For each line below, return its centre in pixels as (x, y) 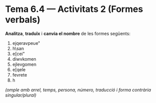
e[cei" (18, 54)
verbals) (23, 20)
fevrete (20, 75)
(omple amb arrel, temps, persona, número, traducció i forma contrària (78, 90)
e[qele (19, 69)
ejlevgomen (24, 64)
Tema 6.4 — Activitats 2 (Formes (74, 9)
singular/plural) (21, 95)
